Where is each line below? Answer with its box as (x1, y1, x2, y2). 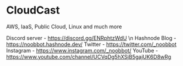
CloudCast (6, 4, 60, 17)
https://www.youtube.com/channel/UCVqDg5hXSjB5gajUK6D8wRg (6, 53, 172, 60)
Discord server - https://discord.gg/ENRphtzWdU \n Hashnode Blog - (6, 34, 176, 41)
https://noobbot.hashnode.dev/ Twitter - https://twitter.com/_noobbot (6, 41, 177, 48)
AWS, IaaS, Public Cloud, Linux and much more (6, 23, 122, 30)
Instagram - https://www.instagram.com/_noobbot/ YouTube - (6, 47, 159, 54)
